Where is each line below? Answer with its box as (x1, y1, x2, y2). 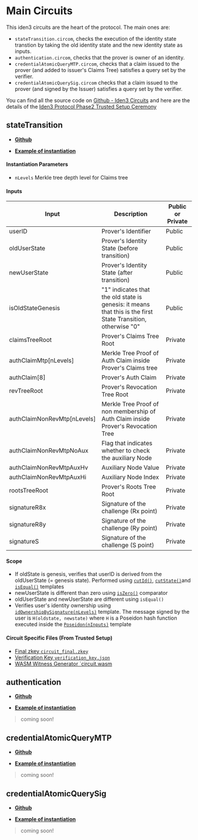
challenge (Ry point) (101, 524, 158, 532)
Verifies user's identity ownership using (14, 602, 111, 609)
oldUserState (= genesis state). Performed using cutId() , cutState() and (14, 577, 191, 584)
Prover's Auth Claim (101, 373, 157, 382)
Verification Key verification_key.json (14, 654, 110, 661)
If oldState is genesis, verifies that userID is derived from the (14, 571, 162, 578)
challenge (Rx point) (101, 507, 158, 515)
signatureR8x (9, 503, 46, 512)
